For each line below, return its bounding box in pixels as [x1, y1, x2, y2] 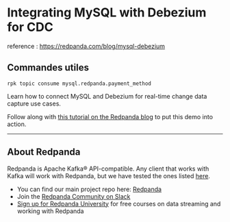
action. [7, 120, 27, 128]
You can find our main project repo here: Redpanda [16, 185, 162, 193]
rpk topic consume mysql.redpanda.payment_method [7, 80, 152, 87]
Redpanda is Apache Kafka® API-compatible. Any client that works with [7, 164, 209, 173]
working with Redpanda [16, 207, 84, 215]
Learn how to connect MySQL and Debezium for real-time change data [7, 92, 207, 100]
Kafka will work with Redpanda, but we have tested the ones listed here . [7, 171, 211, 180]
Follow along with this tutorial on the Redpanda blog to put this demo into [7, 112, 214, 121]
